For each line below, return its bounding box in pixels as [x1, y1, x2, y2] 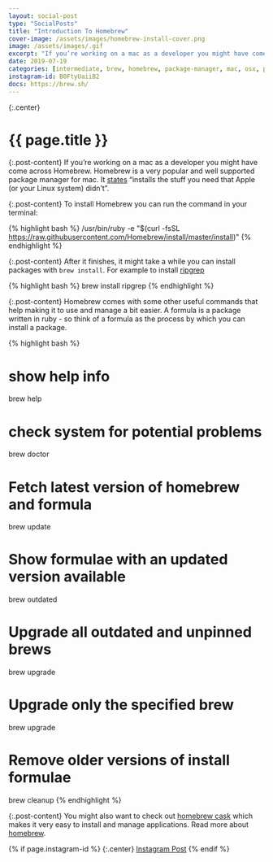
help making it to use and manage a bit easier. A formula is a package [8, 306, 241, 316]
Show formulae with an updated [8, 551, 228, 569]
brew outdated [8, 594, 58, 604]
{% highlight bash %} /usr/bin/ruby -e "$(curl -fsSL [8, 224, 180, 233]
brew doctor [8, 449, 50, 459]
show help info [8, 367, 110, 385]
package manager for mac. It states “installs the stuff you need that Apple [8, 175, 256, 185]
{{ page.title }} [8, 131, 109, 149]
